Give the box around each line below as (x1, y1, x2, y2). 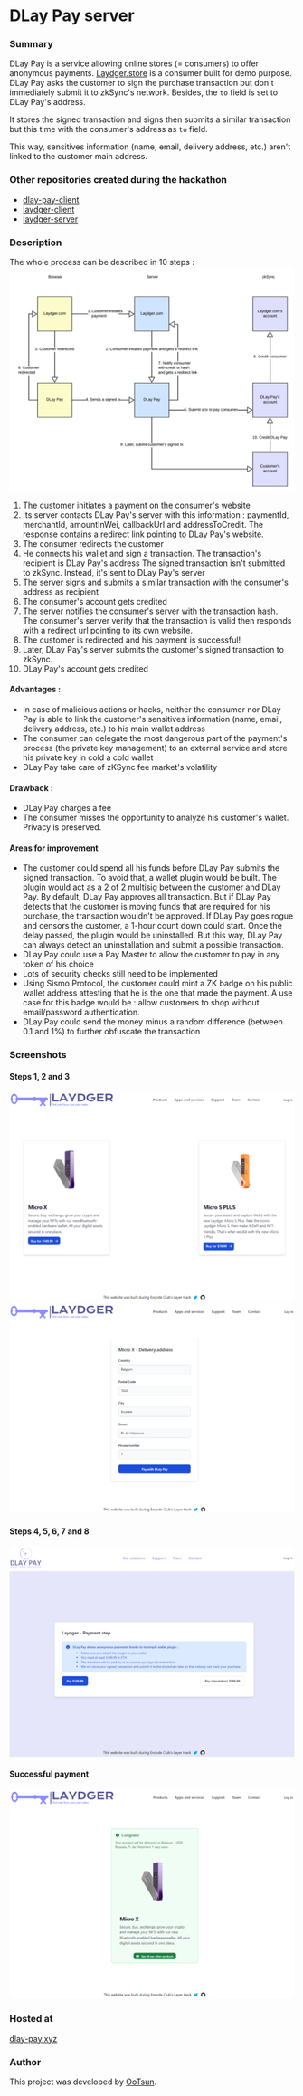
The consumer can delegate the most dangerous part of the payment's (22, 733, 288, 743)
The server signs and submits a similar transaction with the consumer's (22, 576, 289, 587)
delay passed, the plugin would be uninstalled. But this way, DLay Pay (22, 929, 283, 941)
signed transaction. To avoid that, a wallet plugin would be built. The (22, 872, 278, 883)
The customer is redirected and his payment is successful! (22, 634, 241, 645)
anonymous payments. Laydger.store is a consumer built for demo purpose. (9, 68, 292, 79)
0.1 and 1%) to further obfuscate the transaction (22, 1026, 201, 1037)
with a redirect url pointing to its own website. (22, 624, 193, 635)
